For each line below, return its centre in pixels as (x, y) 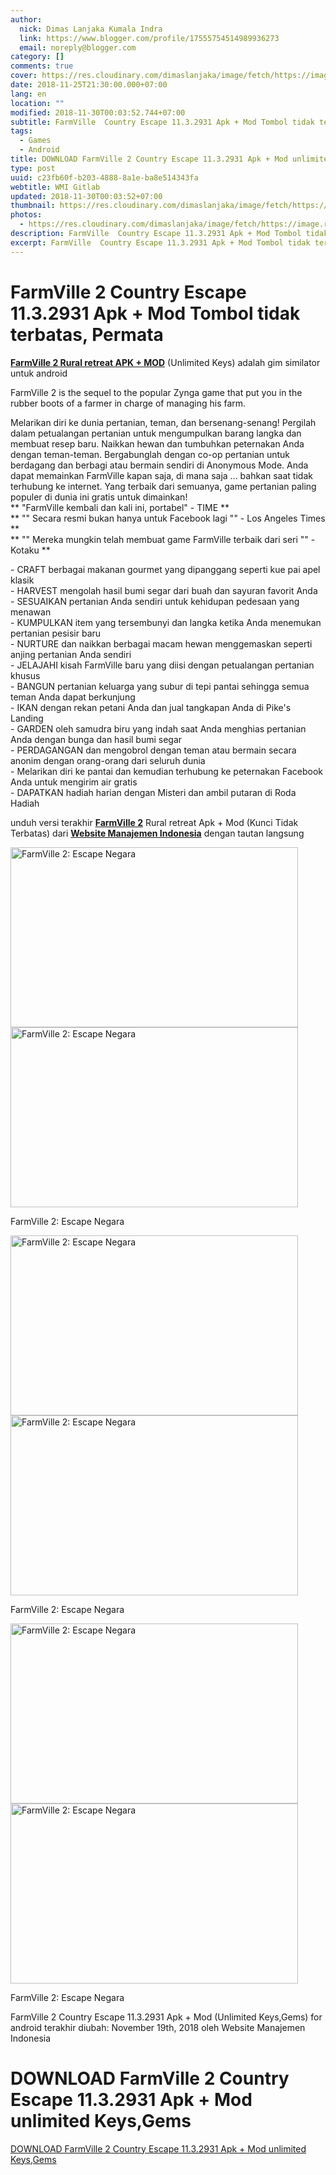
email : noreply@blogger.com (78, 47)
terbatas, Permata (87, 334)
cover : (24, 76)
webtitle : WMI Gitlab (55, 187)
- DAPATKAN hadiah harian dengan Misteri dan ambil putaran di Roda (153, 792)
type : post (33, 168)
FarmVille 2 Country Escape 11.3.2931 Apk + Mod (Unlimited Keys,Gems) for (166, 2017)
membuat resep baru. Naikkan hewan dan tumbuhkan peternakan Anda (157, 443)
